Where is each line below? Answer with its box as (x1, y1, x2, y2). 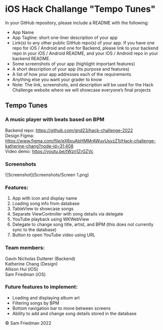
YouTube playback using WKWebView (12, 216, 89, 222)
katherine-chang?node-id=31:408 (5, 143, 74, 149)
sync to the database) (12, 227, 57, 233)
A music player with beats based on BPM (5, 116, 105, 123)
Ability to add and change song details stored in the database (12, 310, 136, 316)
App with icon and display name (12, 195, 78, 201)
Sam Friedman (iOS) (5, 271, 46, 277)
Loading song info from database (12, 201, 80, 207)
